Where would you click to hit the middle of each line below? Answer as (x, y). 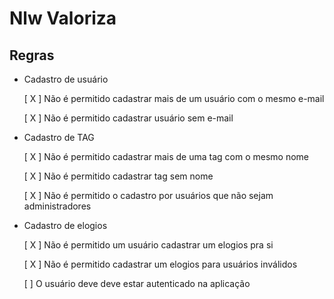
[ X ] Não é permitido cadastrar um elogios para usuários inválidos (160, 264)
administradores (57, 206)
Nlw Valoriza (63, 18)
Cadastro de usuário (66, 79)
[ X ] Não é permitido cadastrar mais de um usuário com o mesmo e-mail (174, 98)
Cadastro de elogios (65, 225)
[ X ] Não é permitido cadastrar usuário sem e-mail (128, 118)
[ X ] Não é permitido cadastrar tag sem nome (118, 176)
